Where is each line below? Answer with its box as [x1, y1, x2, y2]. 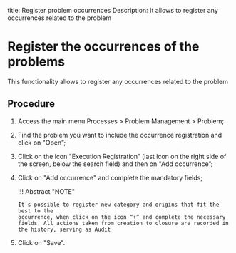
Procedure [7, 98, 56, 110]
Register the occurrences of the [7, 38, 200, 55]
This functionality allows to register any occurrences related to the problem [7, 77, 228, 86]
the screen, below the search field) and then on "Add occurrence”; [17, 160, 213, 168]
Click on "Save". [17, 238, 66, 247]
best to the [17, 207, 53, 215]
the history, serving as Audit [17, 226, 111, 233]
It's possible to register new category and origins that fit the [17, 201, 220, 208]
